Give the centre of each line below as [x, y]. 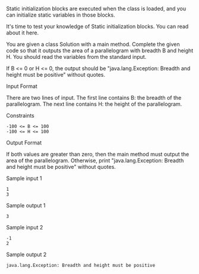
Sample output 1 [26, 205]
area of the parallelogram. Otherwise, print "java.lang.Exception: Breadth [95, 160]
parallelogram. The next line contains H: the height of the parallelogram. [94, 104]
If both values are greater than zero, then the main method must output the [98, 154]
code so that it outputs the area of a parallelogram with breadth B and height [100, 51]
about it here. [23, 33]
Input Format [22, 86]
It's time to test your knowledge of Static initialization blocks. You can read [97, 26]
